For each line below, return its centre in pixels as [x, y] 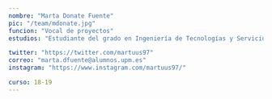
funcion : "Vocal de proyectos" [61, 31]
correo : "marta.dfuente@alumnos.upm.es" [78, 60]
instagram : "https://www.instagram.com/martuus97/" [97, 68]
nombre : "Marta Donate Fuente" [61, 16]
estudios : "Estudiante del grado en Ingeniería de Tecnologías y [121, 38]
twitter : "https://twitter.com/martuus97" [81, 53]
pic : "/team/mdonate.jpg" [52, 23]
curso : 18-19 [30, 82]
